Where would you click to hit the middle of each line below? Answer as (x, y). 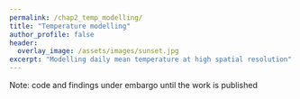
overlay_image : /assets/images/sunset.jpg (98, 51)
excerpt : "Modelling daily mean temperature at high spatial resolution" (151, 59)
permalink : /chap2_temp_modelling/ (76, 18)
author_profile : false (52, 34)
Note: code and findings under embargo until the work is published (134, 85)
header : (24, 43)
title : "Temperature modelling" (70, 26)
